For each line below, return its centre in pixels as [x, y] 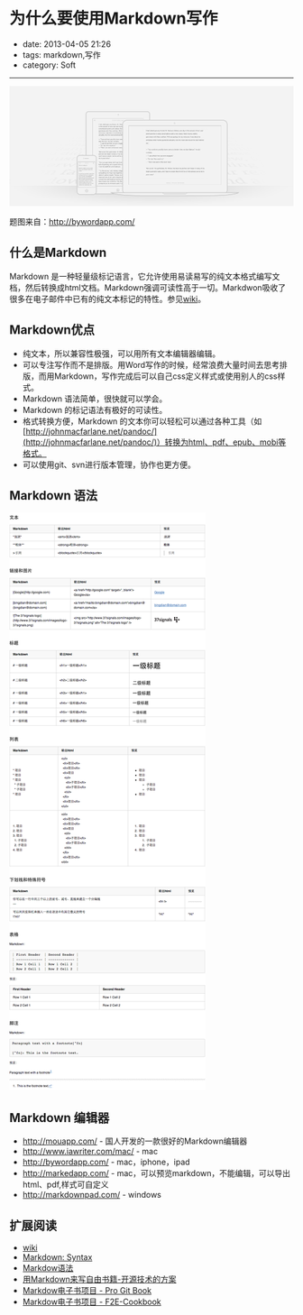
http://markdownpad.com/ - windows [92, 1195]
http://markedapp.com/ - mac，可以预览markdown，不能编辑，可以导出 [156, 1173]
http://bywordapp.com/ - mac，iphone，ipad [106, 1162]
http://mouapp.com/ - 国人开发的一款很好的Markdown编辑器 [135, 1141]
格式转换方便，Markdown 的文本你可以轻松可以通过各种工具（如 [142, 421]
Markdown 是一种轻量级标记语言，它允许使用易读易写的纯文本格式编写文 [145, 276]
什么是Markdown [58, 253]
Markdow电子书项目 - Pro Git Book [87, 1291]
